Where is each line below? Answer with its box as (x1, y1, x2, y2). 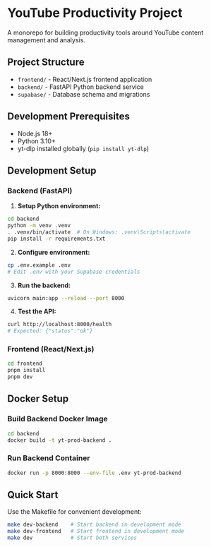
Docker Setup (7, 393, 69, 405)
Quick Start (7, 489, 59, 501)
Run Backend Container (7, 453, 90, 463)
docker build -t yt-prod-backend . (7, 436, 112, 444)
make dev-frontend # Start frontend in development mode (7, 528, 185, 535)
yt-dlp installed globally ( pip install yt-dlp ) (17, 144, 150, 152)
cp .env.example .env (7, 261, 71, 269)
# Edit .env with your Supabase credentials (7, 268, 140, 275)
